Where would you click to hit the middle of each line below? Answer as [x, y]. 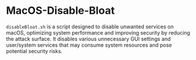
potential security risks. [34, 51]
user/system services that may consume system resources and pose [89, 45]
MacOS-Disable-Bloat [61, 11]
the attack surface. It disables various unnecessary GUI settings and [88, 39]
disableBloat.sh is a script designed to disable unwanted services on [90, 27]
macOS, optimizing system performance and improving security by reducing [98, 32]
